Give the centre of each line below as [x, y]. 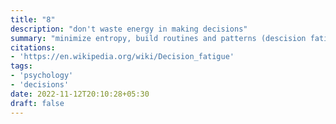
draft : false [37, 103]
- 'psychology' [42, 76]
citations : [33, 47]
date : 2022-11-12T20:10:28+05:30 [80, 94]
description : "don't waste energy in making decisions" [129, 29]
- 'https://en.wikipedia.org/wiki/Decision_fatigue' [122, 57]
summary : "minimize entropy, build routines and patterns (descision [158, 38]
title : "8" [33, 19]
